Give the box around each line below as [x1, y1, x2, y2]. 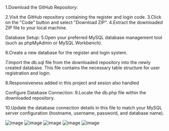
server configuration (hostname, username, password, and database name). [5, 110, 164, 116]
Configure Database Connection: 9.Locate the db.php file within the [5, 90, 147, 95]
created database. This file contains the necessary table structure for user [5, 65, 160, 71]
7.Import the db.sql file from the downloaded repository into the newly [5, 59, 151, 65]
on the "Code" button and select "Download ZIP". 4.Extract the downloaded [5, 20, 163, 25]
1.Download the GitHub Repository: [5, 5, 78, 10]
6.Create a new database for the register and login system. [5, 50, 128, 55]
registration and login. [5, 70, 51, 76]
